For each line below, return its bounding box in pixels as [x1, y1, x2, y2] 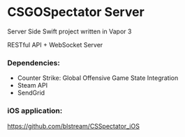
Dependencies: [7, 58, 61, 67]
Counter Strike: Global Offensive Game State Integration [17, 74, 179, 82]
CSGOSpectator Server [7, 4, 145, 20]
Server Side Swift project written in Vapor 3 [7, 27, 132, 35]
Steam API [17, 81, 47, 90]
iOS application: [7, 106, 63, 115]
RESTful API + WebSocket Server [7, 40, 103, 49]
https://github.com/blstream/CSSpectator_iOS [7, 122, 140, 130]
